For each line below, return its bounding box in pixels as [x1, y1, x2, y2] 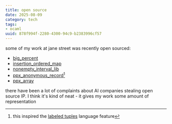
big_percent [12, 55, 38, 61]
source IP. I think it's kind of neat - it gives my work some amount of [5, 93, 149, 99]
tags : [5, 21, 17, 27]
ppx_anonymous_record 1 [12, 71, 66, 78]
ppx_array [12, 78, 34, 84]
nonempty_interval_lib [12, 66, 59, 72]
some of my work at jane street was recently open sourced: [5, 45, 131, 51]
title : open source [5, 7, 47, 13]
